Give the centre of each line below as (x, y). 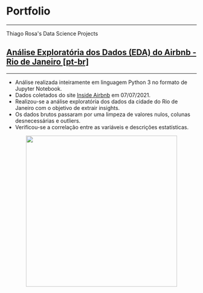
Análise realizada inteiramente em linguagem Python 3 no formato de (101, 82)
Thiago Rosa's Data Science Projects (52, 33)
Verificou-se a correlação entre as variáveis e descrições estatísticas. (102, 127)
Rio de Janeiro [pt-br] (48, 62)
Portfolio (28, 11)
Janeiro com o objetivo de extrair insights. (67, 108)
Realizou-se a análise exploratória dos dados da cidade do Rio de (96, 101)
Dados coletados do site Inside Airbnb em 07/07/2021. (83, 95)
